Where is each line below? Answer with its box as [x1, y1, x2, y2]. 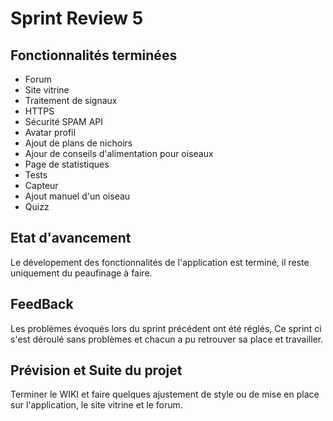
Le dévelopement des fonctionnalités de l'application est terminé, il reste [10, 256, 310, 268]
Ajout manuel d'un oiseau [24, 190, 131, 202]
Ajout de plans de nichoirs [24, 137, 133, 149]
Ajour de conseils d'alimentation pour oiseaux [24, 148, 214, 159]
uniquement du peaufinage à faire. [10, 267, 153, 279]
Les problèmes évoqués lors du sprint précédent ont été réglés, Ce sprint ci [10, 322, 322, 334]
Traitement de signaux [24, 95, 118, 106]
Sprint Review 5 [10, 7, 144, 30]
